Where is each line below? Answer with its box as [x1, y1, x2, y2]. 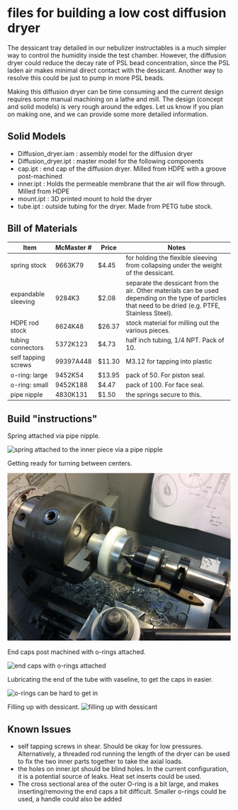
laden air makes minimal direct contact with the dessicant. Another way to [7, 66, 223, 74]
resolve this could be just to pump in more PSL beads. [7, 73, 165, 82]
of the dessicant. [125, 269, 175, 277]
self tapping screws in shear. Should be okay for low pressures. [17, 742, 203, 750]
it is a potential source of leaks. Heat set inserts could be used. [17, 772, 202, 781]
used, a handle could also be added [17, 795, 123, 804]
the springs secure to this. [125, 390, 202, 399]
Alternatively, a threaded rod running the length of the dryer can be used [17, 750, 230, 758]
